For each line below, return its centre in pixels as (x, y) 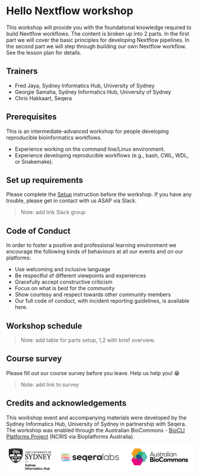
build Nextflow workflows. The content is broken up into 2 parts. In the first (98, 33)
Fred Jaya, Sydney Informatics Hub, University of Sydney (85, 85)
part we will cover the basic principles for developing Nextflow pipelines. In (98, 40)
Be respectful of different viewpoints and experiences (80, 276)
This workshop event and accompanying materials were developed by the (96, 417)
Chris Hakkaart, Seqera (43, 98)
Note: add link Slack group (53, 212)
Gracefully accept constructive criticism (63, 282)
